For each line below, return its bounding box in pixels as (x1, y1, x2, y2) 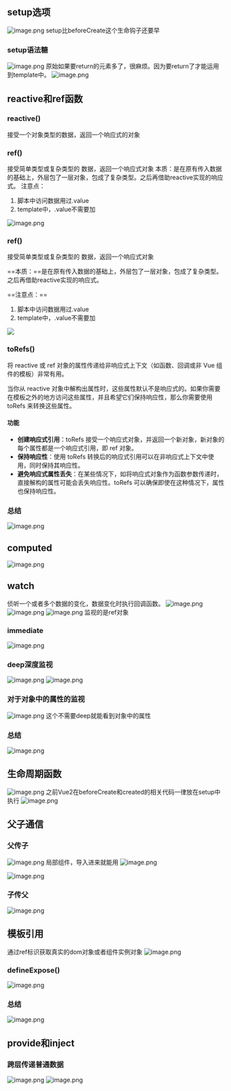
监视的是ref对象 (84, 608, 129, 616)
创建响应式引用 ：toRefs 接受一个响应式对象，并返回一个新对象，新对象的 (17, 435, 225, 443)
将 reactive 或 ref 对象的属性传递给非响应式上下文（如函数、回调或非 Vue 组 (7, 361, 223, 369)
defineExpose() (7, 965, 61, 974)
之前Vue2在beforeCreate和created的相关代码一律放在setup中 (46, 788, 221, 796)
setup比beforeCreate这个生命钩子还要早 (46, 26, 160, 34)
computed (7, 542, 52, 554)
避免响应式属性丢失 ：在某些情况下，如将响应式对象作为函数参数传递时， (17, 470, 223, 478)
